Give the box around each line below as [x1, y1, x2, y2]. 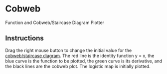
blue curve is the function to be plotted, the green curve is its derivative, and [5, 58, 163, 64]
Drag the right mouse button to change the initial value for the [5, 47, 132, 53]
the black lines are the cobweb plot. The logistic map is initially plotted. [5, 63, 151, 69]
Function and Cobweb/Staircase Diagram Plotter [5, 19, 105, 25]
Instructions [5, 34, 44, 42]
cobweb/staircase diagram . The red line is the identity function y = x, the [5, 52, 155, 58]
